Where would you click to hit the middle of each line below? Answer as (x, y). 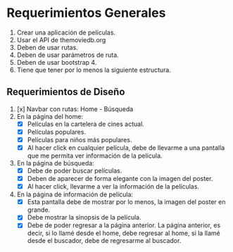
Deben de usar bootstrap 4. (57, 62)
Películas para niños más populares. (80, 139)
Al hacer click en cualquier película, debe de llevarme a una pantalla (126, 147)
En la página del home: (50, 116)
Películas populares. (56, 132)
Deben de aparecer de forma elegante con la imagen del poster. (120, 179)
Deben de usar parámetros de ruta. (68, 55)
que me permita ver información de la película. (95, 156)
